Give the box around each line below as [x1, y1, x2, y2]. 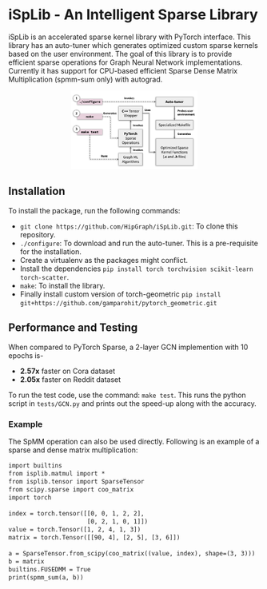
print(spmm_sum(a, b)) [8, 573, 84, 581]
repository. [19, 229, 56, 239]
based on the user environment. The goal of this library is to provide [8, 49, 233, 58]
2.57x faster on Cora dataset [19, 366, 116, 376]
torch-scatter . [19, 272, 70, 281]
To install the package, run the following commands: [8, 205, 181, 215]
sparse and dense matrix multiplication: [8, 445, 138, 455]
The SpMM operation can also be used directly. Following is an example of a [8, 436, 260, 446]
